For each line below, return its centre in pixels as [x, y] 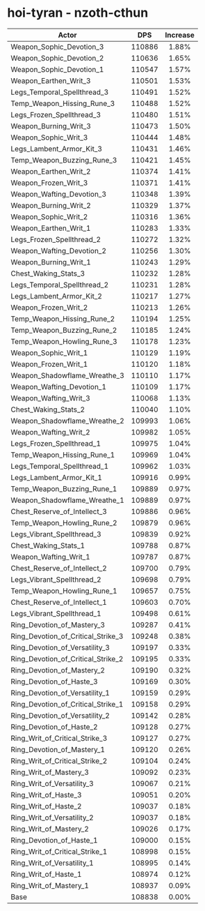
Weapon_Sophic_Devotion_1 [57, 69]
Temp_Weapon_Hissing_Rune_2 [63, 319]
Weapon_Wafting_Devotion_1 [58, 386]
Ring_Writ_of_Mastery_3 [50, 772]
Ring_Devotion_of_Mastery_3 [58, 624]
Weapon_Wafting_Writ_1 [50, 557]
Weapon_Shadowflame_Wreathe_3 [68, 375]
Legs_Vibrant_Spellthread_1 [56, 613]
